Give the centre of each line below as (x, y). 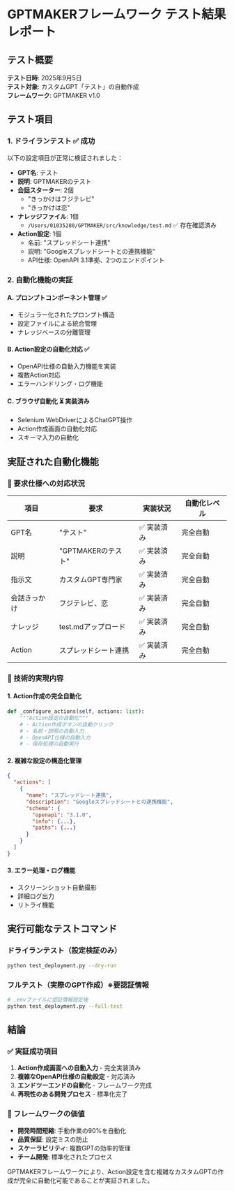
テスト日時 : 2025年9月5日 (45, 78)
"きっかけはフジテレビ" (61, 198)
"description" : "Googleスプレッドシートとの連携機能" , (100, 802)
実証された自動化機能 (53, 462)
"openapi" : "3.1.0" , (62, 815)
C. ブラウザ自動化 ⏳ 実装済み (48, 401)
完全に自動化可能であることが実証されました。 (86, 1180)
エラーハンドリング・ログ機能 (60, 384)
